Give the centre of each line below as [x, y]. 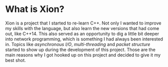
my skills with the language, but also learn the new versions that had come [82, 28]
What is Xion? [35, 9]
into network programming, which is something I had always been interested [84, 39]
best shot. [16, 60]
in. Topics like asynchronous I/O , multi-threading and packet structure [78, 44]
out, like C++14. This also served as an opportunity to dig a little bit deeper [82, 33]
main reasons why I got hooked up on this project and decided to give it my [83, 55]
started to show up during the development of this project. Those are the [80, 49]
